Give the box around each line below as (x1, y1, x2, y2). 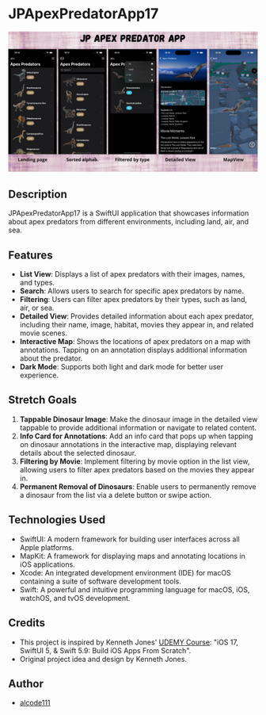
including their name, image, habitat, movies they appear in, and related (19, 320, 254, 330)
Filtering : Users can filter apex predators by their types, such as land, (19, 295, 248, 304)
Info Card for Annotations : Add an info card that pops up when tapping (19, 431, 253, 441)
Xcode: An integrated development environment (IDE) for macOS (19, 568, 231, 577)
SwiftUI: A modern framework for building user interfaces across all (19, 534, 240, 544)
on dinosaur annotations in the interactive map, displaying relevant (19, 439, 237, 449)
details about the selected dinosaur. (19, 448, 137, 457)
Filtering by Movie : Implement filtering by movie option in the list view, (19, 457, 250, 466)
